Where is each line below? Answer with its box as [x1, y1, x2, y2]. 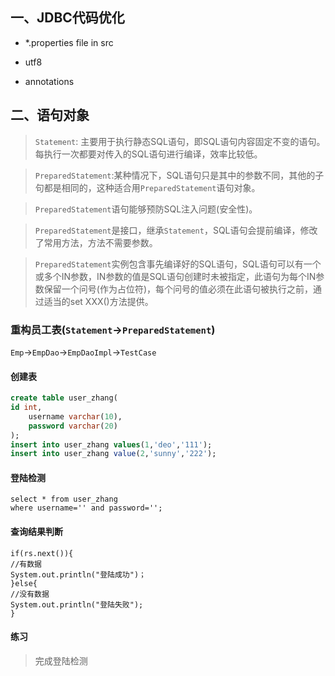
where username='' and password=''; [10, 503, 163, 513]
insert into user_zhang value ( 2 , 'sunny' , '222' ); [10, 449, 217, 459]
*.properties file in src [24, 36, 114, 48]
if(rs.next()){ [10, 548, 74, 558]
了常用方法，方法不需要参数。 [34, 236, 158, 248]
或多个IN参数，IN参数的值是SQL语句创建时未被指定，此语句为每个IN [34, 270, 317, 282]
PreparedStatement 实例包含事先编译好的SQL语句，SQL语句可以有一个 [34, 258, 322, 270]
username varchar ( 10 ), [28, 411, 123, 422]
